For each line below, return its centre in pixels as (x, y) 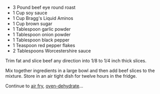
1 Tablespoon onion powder (42, 34)
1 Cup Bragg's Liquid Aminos (43, 18)
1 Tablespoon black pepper (41, 40)
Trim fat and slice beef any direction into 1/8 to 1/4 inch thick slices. (76, 61)
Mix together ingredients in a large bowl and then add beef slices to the (80, 70)
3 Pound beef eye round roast (44, 7)
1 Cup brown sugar (32, 24)
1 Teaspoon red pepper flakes (44, 45)
